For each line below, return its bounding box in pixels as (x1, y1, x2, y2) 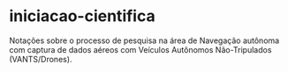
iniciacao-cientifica (9, 6, 156, 26)
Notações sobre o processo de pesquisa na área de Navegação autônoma (9, 35, 280, 46)
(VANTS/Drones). (9, 54, 72, 64)
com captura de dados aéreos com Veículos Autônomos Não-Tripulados (9, 44, 272, 54)
